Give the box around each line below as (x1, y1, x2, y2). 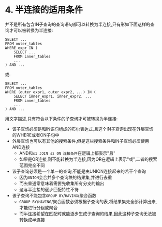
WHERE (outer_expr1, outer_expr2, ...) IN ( (5, 90, 96, 94)
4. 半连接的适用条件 (5, 4, 83, 15)
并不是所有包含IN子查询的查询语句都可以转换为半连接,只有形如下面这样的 (5, 21, 151, 27)
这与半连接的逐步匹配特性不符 (19, 186, 79, 192)
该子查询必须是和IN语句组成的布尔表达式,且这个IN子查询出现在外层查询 (12, 126, 154, 132)
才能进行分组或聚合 (19, 204, 58, 211)
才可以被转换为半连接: (9, 27, 53, 33)
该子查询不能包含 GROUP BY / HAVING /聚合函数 (12, 192, 97, 198)
